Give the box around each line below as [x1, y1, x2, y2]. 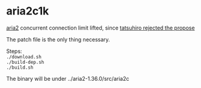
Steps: [6, 47, 22, 55]
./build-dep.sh [6, 59, 45, 65]
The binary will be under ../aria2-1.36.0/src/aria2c [6, 75, 129, 82]
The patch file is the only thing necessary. [6, 36, 110, 43]
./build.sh [6, 64, 34, 71]
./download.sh [6, 54, 42, 60]
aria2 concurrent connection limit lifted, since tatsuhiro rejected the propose [6, 24, 195, 31]
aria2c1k [6, 4, 49, 18]
